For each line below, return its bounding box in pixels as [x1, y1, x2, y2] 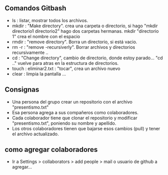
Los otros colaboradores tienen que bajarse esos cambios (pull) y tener [12, 125, 160, 131]
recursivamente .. [12, 49, 49, 55]
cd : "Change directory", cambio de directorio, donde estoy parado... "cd [12, 55, 163, 61]
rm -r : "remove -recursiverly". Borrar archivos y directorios [12, 44, 135, 50]
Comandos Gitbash [5, 4, 66, 13]
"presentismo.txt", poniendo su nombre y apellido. [12, 120, 117, 126]
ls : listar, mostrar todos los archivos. [12, 17, 89, 23]
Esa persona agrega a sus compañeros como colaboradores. [12, 109, 139, 115]
